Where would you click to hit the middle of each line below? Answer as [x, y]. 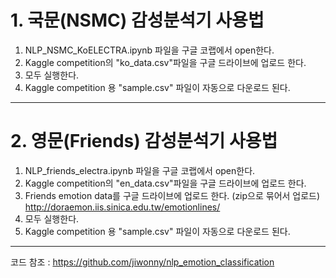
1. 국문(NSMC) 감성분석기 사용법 [137, 20]
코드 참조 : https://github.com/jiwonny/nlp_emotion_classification [142, 262]
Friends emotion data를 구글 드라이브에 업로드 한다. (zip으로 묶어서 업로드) [172, 195]
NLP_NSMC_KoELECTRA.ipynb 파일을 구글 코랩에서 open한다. [149, 50]
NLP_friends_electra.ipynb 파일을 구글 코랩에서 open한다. [140, 170]
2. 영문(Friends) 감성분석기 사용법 [144, 141]
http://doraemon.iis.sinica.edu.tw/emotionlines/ [122, 207]
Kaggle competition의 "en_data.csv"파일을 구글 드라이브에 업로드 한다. [165, 183]
